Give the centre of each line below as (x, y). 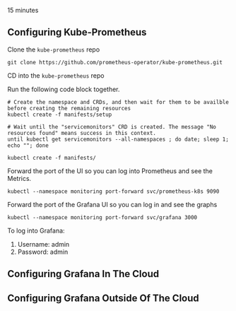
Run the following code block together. (64, 89)
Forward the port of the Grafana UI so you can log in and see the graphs (112, 204)
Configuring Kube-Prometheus (77, 32)
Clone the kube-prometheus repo (54, 49)
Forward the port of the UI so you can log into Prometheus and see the (110, 171)
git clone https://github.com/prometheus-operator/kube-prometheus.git (115, 62)
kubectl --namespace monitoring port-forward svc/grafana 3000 (102, 217)
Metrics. (19, 178)
